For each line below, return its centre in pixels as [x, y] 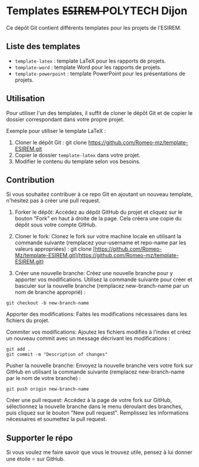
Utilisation [26, 99]
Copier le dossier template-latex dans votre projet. [77, 155]
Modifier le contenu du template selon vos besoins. [78, 161]
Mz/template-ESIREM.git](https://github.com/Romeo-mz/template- [97, 256]
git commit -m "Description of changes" [57, 354]
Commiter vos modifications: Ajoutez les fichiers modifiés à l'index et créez [99, 332]
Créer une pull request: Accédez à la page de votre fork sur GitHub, [89, 400]
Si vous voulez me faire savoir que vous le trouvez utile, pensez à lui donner [99, 452]
